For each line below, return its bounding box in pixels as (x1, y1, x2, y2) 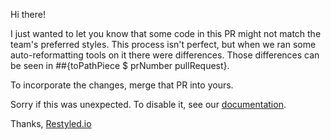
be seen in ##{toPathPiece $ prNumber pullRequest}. (10, 60, 230, 71)
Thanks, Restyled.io (10, 118, 92, 129)
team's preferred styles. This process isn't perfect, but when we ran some (10, 39, 317, 50)
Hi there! (10, 9, 46, 20)
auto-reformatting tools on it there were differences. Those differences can (10, 49, 320, 61)
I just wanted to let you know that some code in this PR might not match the (10, 28, 322, 39)
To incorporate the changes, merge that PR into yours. (10, 79, 234, 91)
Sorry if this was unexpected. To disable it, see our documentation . (10, 99, 287, 110)
